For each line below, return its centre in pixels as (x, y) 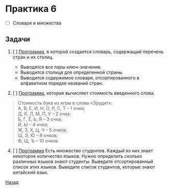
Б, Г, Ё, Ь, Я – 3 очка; (40, 119)
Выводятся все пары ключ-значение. (61, 67)
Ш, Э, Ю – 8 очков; (38, 135)
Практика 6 (31, 9)
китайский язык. (31, 172)
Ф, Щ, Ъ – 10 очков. (38, 141)
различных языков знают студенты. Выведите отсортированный (83, 161)
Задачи (18, 39)
